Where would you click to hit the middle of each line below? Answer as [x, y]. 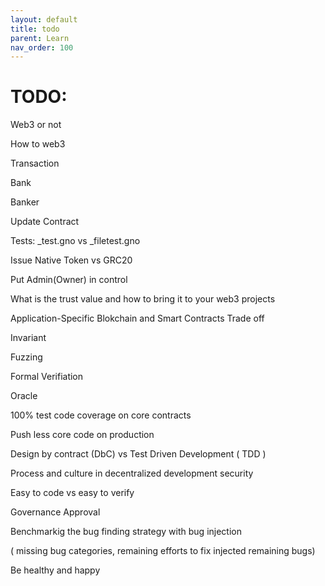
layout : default [44, 19]
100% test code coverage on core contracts [101, 415]
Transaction [35, 163]
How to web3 [38, 144]
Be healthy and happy [55, 570]
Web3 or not [36, 125]
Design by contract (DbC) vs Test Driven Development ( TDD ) [138, 454]
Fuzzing [26, 357]
